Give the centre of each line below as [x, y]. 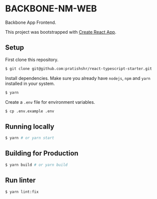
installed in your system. [30, 83]
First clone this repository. [32, 60]
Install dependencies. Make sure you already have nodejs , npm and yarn [78, 78]
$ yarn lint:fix [22, 192]
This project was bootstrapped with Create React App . [61, 32]
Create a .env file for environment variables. [50, 102]
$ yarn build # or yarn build [37, 165]
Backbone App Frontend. [31, 22]
